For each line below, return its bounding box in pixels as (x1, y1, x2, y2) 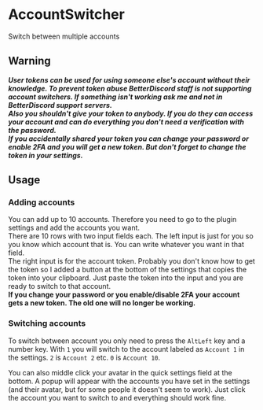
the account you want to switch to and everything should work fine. (8, 393, 226, 402)
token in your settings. (8, 150, 84, 160)
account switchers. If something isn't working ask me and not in (8, 92, 223, 102)
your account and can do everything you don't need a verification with (8, 116, 245, 127)
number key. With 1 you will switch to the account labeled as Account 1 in (8, 344, 245, 353)
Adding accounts (8, 197, 75, 208)
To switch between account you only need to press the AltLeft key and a (8, 336, 246, 345)
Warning (8, 54, 51, 68)
